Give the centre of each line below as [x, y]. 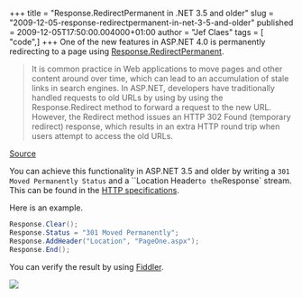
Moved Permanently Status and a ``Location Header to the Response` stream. [151, 181]
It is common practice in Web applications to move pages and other [157, 69]
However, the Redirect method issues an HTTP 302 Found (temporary [161, 117]
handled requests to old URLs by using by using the [127, 98]
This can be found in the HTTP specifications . [95, 190]
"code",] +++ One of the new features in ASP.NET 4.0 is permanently [137, 42]
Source [23, 154]
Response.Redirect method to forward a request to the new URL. [151, 107]
